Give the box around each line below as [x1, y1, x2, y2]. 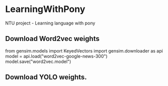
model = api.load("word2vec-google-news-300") [5, 53, 108, 59]
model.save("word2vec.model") [5, 58, 71, 64]
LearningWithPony [5, 3, 86, 15]
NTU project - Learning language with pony [5, 20, 96, 26]
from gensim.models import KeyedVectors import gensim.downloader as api [5, 47, 163, 53]
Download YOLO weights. [5, 73, 87, 81]
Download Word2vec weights [5, 34, 100, 43]
